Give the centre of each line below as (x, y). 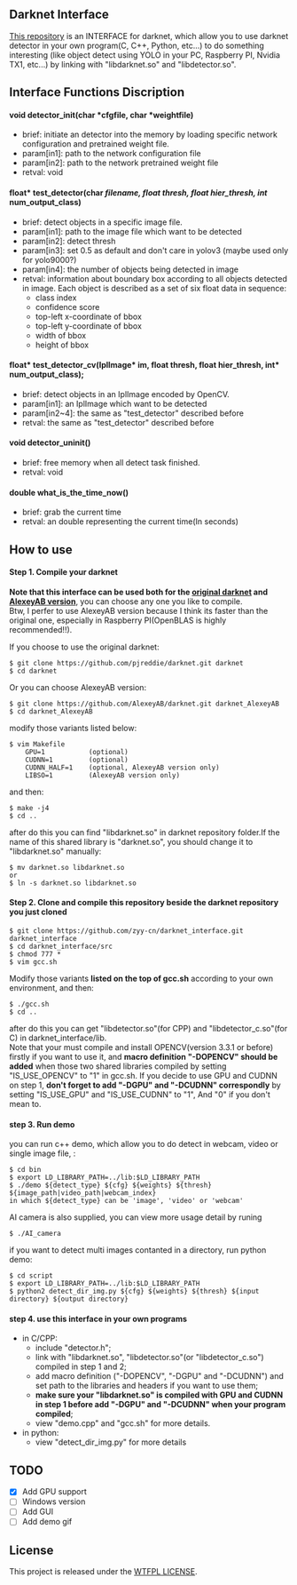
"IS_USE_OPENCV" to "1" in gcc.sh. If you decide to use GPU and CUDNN (143, 1076)
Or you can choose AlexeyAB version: (78, 687)
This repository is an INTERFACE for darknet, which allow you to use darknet (149, 36)
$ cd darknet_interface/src (61, 947)
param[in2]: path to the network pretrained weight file (120, 163)
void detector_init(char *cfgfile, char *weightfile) (102, 115)
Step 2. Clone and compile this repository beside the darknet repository (144, 903)
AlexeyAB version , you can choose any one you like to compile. (126, 601)
